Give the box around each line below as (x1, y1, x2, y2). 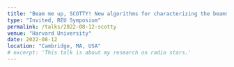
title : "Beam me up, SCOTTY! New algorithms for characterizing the (7, 10, 210, 17)
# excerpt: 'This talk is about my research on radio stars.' (7, 50, 192, 57)
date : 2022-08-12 (7, 36, 58, 43)
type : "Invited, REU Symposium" (7, 17, 101, 24)
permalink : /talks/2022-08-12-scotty (7, 23, 117, 30)
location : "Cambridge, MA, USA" (7, 43, 101, 50)
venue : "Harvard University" (7, 29, 92, 37)
